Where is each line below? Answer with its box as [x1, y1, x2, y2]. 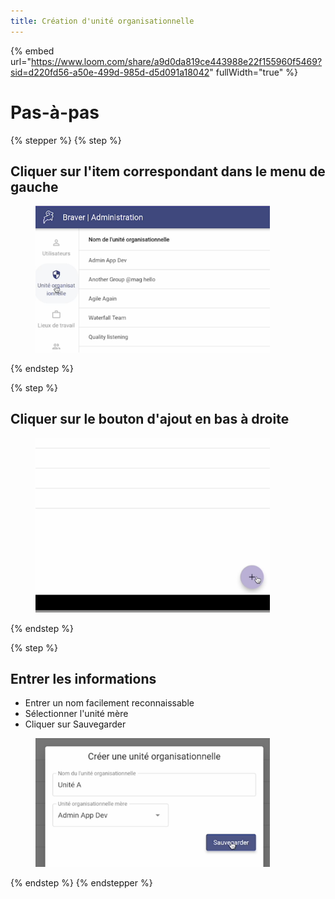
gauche [10, 178, 59, 195]
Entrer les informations [10, 671, 157, 687]
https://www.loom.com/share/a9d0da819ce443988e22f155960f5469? [30, 55, 323, 67]
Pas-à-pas [10, 101, 100, 124]
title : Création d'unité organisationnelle [10, 16, 195, 26]
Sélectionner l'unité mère [24, 708, 129, 720]
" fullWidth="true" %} [209, 66, 298, 78]
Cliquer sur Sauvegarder [24, 718, 127, 730]
